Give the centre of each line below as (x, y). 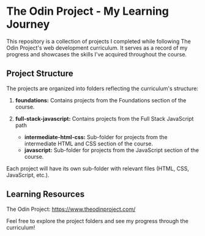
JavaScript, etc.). (28, 175)
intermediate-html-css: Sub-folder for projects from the (96, 137)
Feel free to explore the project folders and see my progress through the (97, 221)
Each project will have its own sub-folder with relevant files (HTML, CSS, (98, 168)
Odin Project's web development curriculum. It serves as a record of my (97, 48)
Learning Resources (45, 194)
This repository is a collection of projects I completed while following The (99, 41)
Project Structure (40, 74)
